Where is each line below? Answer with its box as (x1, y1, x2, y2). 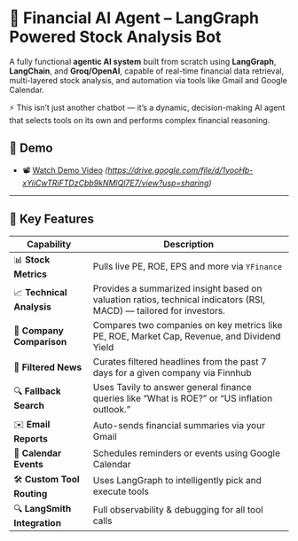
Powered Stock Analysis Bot (9, 27, 222, 47)
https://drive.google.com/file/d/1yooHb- (107, 164, 254, 176)
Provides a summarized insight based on (92, 282, 263, 294)
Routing (13, 487, 48, 499)
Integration (13, 516, 62, 529)
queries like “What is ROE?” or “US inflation (92, 392, 273, 404)
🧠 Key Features (9, 212, 95, 227)
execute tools (92, 485, 149, 498)
